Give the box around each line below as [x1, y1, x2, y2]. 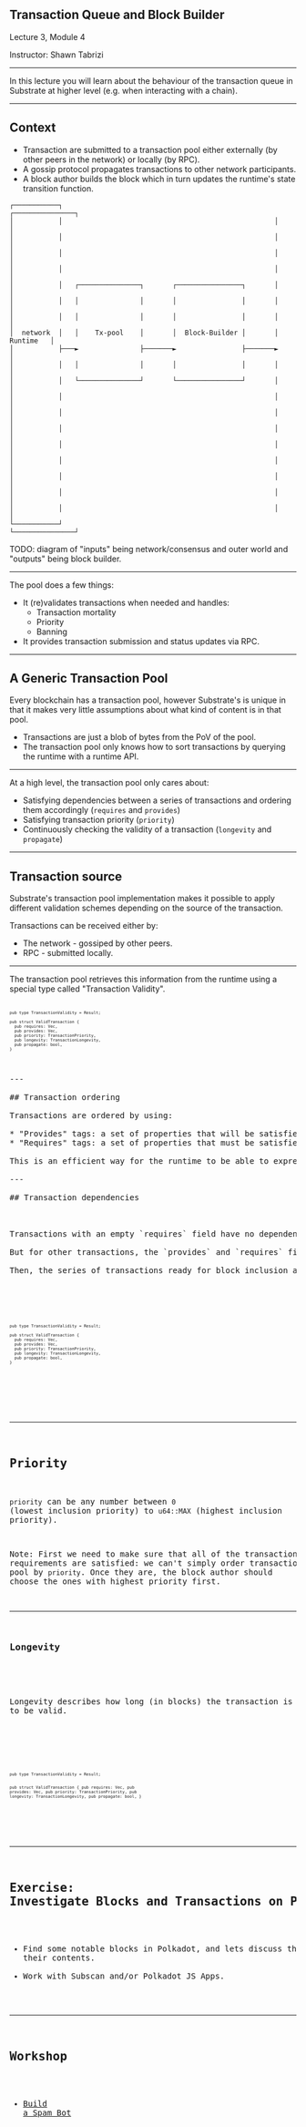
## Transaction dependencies [9, 1193, 139, 1203]
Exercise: [9, 1880, 75, 1895]
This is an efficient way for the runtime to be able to [9, 1156, 270, 1166]
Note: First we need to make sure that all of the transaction [9, 1549, 298, 1559]
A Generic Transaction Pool [9, 671, 168, 686]
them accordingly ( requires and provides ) [22, 805, 180, 816]
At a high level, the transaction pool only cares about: [9, 777, 209, 788]
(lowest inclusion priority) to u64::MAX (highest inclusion [9, 1505, 282, 1516]
